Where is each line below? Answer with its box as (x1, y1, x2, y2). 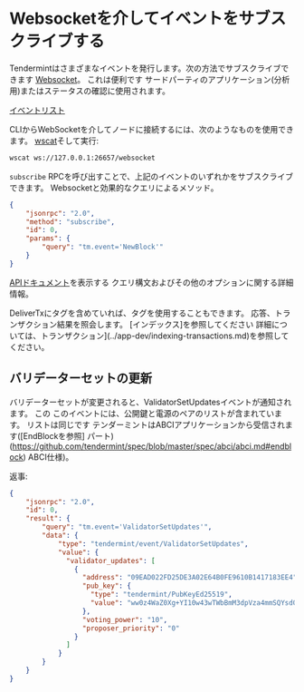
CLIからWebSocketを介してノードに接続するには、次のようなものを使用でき (9, 123, 294, 134)
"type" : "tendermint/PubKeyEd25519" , (90, 590, 233, 599)
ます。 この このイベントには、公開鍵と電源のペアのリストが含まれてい (9, 407, 275, 418)
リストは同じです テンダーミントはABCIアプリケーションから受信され (26, 419, 285, 430)
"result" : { (25, 514, 71, 523)
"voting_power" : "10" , (81, 615, 168, 624)
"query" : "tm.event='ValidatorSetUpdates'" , (42, 522, 213, 531)
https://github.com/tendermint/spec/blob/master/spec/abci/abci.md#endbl (12, 441, 292, 452)
